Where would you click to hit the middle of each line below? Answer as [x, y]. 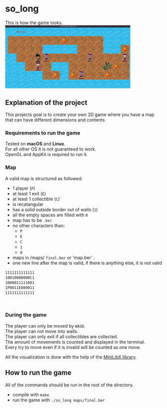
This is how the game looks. [34, 23]
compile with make [31, 394]
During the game [26, 315]
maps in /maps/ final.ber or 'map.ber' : [53, 257]
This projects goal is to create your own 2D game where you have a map [80, 114]
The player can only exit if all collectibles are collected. [62, 336]
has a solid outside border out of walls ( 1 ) [55, 209]
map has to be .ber [32, 220]
